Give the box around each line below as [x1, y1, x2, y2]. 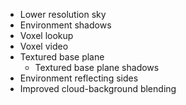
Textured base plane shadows [34, 62, 160, 73]
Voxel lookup [19, 30, 74, 41]
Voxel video [19, 40, 69, 52]
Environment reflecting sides [19, 72, 139, 84]
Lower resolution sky [19, 9, 107, 20]
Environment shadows [19, 19, 112, 31]
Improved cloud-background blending [19, 83, 177, 94]
